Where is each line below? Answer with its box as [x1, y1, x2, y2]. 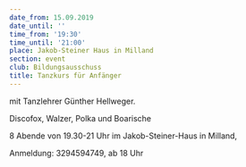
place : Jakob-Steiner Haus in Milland [9, 46, 154, 55]
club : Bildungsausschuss [9, 63, 102, 72]
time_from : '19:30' [9, 29, 82, 38]
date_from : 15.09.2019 [9, 13, 94, 22]
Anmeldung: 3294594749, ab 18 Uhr [9, 147, 144, 158]
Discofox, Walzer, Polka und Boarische [9, 113, 152, 123]
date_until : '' [9, 21, 66, 30]
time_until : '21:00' [9, 38, 87, 47]
